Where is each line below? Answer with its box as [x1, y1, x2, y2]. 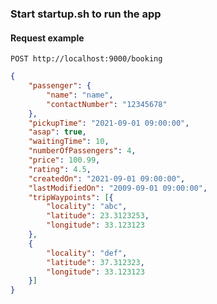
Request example [10, 32, 85, 44]
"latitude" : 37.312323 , [46, 257, 145, 267]
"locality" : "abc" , [46, 202, 128, 212]
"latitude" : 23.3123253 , [46, 211, 150, 221]
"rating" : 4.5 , [28, 164, 92, 174]
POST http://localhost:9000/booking [10, 54, 163, 64]
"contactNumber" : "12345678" [46, 99, 168, 109]
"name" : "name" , [46, 90, 114, 100]
